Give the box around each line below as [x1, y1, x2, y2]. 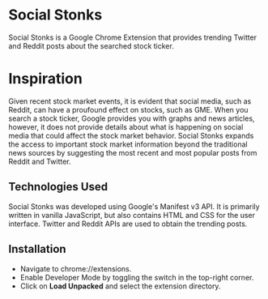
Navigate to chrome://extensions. [19, 263, 132, 273]
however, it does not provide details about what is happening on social [8, 122, 244, 131]
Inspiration [8, 70, 83, 88]
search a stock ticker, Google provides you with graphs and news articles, [8, 113, 255, 123]
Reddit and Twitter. [8, 156, 71, 166]
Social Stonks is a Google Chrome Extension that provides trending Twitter [8, 32, 257, 42]
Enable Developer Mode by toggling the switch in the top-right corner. [19, 272, 254, 282]
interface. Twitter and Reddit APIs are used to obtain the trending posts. [8, 219, 248, 229]
